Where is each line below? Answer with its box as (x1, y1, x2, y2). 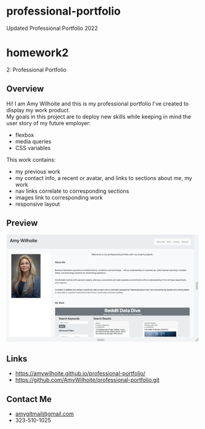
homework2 (6, 46, 69, 60)
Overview (6, 84, 45, 94)
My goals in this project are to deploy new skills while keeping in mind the (6, 113, 192, 120)
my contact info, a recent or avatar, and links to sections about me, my (15, 174, 192, 181)
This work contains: (6, 156, 56, 163)
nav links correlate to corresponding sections (15, 187, 129, 195)
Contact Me (6, 394, 52, 404)
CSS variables (15, 144, 51, 151)
